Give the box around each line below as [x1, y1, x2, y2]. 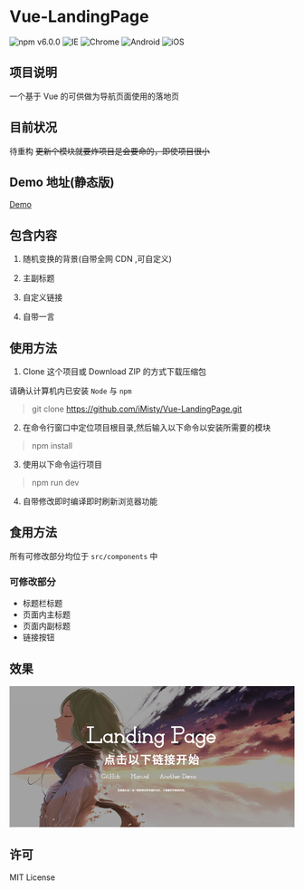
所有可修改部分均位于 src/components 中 [9, 550, 158, 561]
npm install [31, 440, 73, 450]
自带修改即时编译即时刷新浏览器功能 [22, 496, 158, 507]
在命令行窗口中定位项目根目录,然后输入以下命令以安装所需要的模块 [22, 422, 271, 432]
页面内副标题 [22, 621, 71, 632]
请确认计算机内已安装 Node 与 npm [9, 385, 132, 396]
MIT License [9, 872, 56, 883]
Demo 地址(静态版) [9, 174, 115, 189]
